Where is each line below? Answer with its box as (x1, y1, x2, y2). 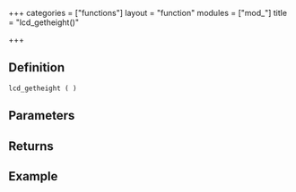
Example (8, 169, 58, 184)
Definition (8, 60, 65, 75)
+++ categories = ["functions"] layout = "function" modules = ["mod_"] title (8, 8, 288, 18)
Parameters (8, 108, 75, 123)
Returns (8, 138, 55, 154)
